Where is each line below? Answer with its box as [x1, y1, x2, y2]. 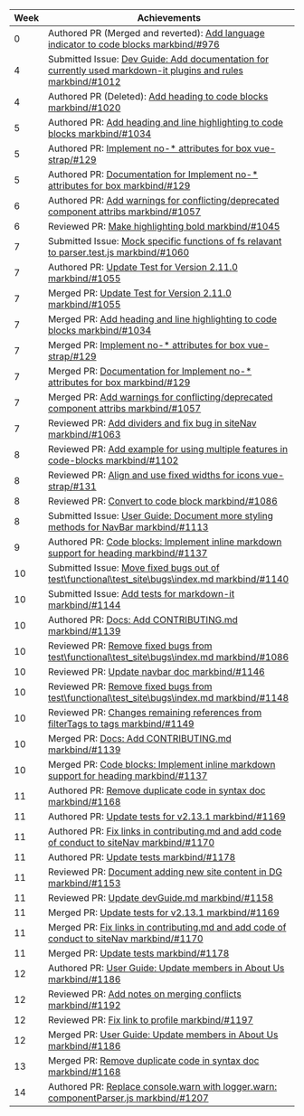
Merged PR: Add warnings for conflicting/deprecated [48, 391, 273, 403]
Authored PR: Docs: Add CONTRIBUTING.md [48, 614, 238, 626]
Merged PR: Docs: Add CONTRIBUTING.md [48, 733, 233, 744]
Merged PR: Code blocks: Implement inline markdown [48, 759, 276, 771]
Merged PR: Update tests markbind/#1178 [48, 947, 230, 960]
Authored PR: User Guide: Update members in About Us [48, 962, 285, 974]
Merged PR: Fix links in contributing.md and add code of [48, 922, 287, 933]
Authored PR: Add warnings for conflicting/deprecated [48, 194, 280, 206]
